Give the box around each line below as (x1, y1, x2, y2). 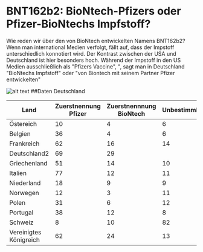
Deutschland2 (9, 149, 50, 157)
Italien (9, 168, 27, 177)
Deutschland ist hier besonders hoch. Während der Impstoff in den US (6, 56, 181, 64)
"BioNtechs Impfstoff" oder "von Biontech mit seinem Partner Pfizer (6, 69, 175, 76)
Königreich (9, 235, 40, 244)
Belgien (9, 129, 31, 138)
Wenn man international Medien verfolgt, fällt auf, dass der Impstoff (6, 44, 175, 51)
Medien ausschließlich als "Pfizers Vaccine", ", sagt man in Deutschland (6, 62, 185, 70)
